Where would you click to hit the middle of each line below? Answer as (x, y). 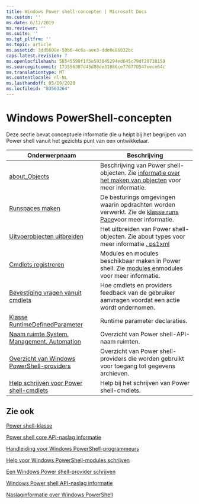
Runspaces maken (35, 208)
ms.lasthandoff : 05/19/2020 (41, 84)
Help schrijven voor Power (46, 383)
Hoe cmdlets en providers (136, 285)
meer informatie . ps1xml (135, 243)
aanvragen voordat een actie (140, 300)
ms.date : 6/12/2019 (30, 23)
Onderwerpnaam (52, 155)
